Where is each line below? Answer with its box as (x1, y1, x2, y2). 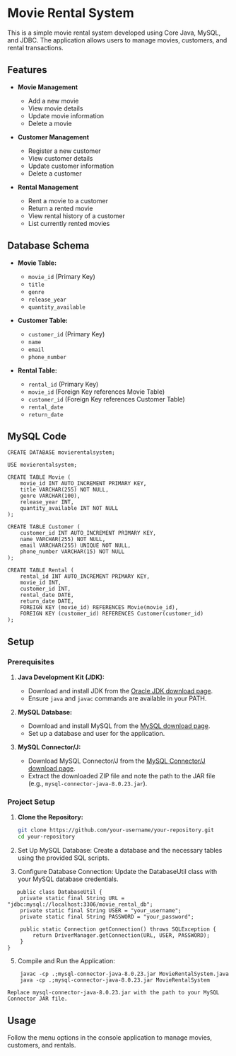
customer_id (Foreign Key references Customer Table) (28, 394, 185, 403)
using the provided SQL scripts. (17, 853, 110, 862)
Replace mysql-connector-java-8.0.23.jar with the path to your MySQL (7, 989, 220, 997)
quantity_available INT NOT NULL (20, 505, 119, 512)
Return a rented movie (28, 204, 93, 212)
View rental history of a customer (28, 211, 125, 220)
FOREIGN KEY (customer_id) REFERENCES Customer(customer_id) (20, 611, 203, 618)
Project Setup (7, 797, 55, 807)
